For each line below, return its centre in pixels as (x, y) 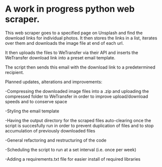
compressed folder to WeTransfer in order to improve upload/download (77, 96)
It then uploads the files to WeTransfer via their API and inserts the (71, 53)
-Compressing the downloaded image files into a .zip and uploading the (77, 91)
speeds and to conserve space (36, 101)
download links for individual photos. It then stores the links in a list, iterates (81, 38)
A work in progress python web (70, 9)
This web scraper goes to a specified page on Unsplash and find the (74, 33)
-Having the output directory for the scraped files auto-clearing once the (78, 120)
